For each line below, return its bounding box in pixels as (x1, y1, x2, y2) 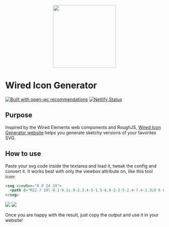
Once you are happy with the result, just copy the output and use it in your (5, 212, 159, 218)
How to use (5, 150, 41, 158)
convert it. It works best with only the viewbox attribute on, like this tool (5, 168, 153, 174)
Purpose (5, 111, 33, 120)
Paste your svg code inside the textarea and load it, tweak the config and (5, 163, 157, 169)
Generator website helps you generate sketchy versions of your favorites (5, 130, 156, 136)
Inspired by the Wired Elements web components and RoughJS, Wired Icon (5, 124, 161, 130)
